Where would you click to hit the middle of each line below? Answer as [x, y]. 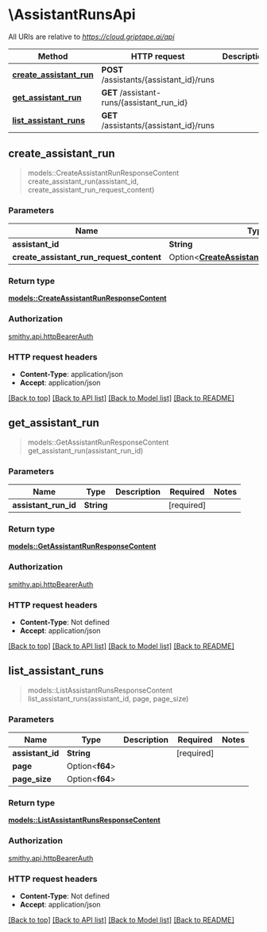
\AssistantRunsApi [72, 15]
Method [53, 56]
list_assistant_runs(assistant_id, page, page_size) [108, 698]
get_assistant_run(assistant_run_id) [85, 450]
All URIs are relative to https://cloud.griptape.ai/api [91, 37]
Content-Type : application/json [71, 374]
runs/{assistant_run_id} [145, 103]
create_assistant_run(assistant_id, [83, 181]
